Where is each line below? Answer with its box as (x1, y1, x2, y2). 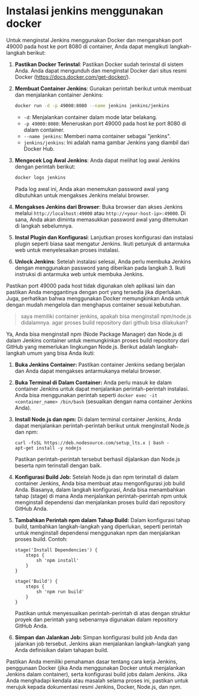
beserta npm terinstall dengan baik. (14, 461, 102, 469)
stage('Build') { (14, 578, 58, 584)
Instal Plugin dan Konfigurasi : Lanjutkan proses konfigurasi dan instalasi (14, 233, 194, 241)
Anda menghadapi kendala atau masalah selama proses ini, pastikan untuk (6, 677, 189, 684)
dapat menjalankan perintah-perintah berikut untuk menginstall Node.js (14, 422, 190, 429)
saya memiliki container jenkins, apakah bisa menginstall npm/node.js (20, 313, 192, 320)
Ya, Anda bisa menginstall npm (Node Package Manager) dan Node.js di (6, 330, 183, 338)
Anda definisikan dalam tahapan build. (14, 646, 109, 653)
